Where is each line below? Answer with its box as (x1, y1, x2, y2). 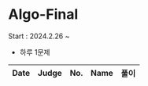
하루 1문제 (19, 47, 50, 56)
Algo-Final (8, 5, 79, 23)
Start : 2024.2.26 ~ (8, 31, 70, 41)
